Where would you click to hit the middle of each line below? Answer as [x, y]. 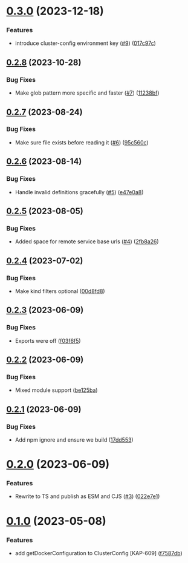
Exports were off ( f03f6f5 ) [48, 340]
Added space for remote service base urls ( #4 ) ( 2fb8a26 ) [87, 241]
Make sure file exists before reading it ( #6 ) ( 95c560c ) [82, 142]
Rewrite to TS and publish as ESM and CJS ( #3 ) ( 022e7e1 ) [87, 496]
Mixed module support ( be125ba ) [56, 390]
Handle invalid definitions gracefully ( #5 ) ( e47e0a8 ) [79, 192]
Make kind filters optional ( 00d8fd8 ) [60, 291]
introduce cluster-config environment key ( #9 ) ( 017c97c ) [85, 43]
